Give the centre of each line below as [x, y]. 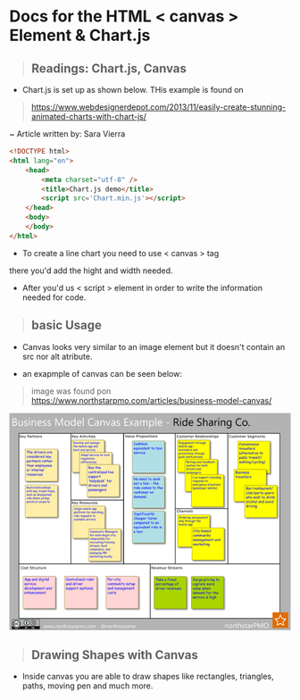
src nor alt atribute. [57, 356]
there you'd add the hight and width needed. [91, 271]
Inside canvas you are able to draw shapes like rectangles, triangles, [148, 677]
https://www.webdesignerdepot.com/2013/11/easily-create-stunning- [158, 107]
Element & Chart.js [80, 35]
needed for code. [54, 297]
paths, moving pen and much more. [87, 686]
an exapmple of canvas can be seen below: [102, 373]
